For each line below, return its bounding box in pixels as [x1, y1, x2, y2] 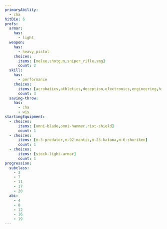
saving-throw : [9, 95, 38, 100]
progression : [4, 160, 32, 165]
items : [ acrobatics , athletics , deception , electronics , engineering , [17, 86, 159, 91]
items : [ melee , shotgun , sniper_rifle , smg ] [17, 58, 106, 63]
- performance [17, 77, 48, 82]
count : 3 [17, 91, 36, 96]
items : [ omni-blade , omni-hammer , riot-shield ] [17, 123, 114, 128]
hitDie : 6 [4, 16, 25, 21]
